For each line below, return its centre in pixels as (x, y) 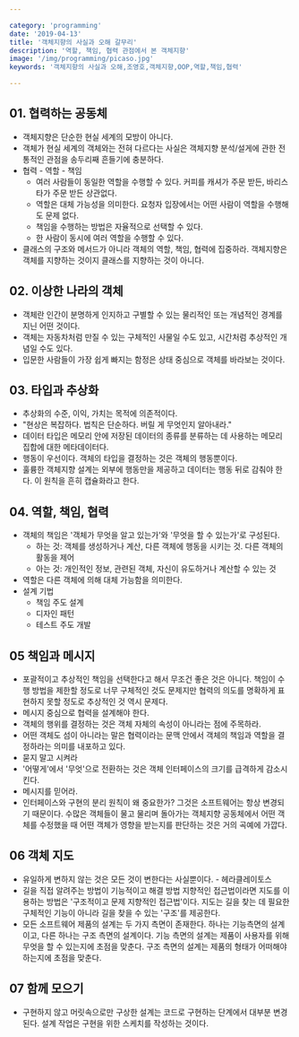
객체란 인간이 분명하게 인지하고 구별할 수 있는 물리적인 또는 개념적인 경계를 (153, 314)
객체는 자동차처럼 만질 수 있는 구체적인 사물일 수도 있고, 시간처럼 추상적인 (150, 336)
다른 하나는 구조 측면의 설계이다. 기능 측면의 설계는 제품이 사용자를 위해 (166, 935)
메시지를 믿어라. (50, 791)
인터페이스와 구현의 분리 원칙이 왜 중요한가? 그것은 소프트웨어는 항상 (141, 803)
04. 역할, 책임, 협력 (59, 512)
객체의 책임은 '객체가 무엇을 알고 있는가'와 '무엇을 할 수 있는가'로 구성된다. (151, 536)
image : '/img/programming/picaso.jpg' (81, 59)
